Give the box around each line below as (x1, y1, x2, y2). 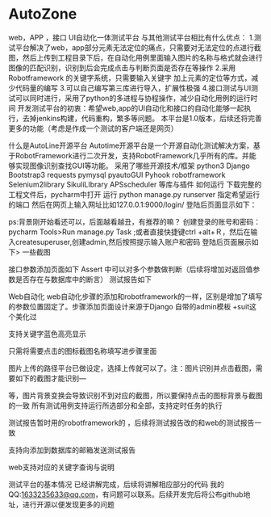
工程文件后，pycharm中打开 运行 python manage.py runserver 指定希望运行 (8, 189, 261, 199)
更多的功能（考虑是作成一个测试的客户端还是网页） (8, 123, 178, 133)
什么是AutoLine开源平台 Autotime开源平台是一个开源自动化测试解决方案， (8, 141, 254, 150)
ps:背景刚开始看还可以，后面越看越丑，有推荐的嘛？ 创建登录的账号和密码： (8, 216, 261, 226)
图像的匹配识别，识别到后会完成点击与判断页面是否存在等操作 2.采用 (8, 62, 236, 73)
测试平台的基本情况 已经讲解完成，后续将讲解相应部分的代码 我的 (8, 479, 224, 489)
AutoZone (8, 5, 77, 23)
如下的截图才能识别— (15, 373, 86, 383)
